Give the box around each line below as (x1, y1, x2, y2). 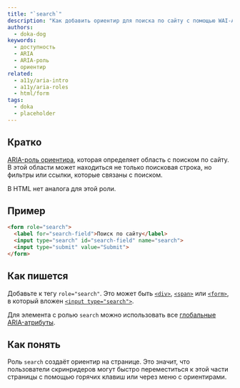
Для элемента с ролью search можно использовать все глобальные (7, 310, 216, 319)
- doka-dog (14, 30, 46, 38)
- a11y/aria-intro (14, 76, 69, 84)
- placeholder (14, 110, 56, 117)
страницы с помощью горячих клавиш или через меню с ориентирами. (7, 372, 227, 382)
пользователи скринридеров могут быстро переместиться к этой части (7, 365, 229, 374)
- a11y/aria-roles (14, 83, 69, 91)
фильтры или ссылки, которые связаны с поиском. (7, 170, 163, 179)
